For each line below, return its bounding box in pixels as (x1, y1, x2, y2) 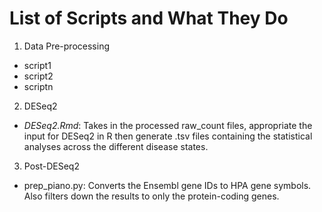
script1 (23, 59, 52, 71)
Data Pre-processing (23, 40, 110, 52)
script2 (23, 70, 54, 82)
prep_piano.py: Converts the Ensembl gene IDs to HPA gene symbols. (23, 179, 312, 191)
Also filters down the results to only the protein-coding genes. (23, 190, 280, 202)
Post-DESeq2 (23, 160, 80, 172)
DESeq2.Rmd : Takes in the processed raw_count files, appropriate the (23, 119, 313, 131)
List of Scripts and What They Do (9, 7, 289, 30)
